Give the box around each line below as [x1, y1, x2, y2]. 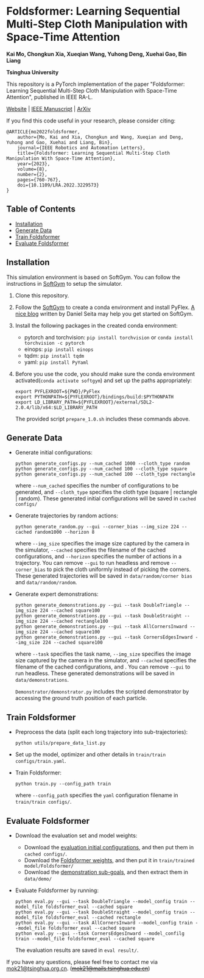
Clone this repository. [15, 291, 69, 299]
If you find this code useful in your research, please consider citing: [6, 117, 176, 124]
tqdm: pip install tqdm [24, 352, 84, 359]
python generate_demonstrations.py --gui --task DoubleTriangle [15, 602, 182, 609]
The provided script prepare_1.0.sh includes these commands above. [15, 415, 191, 422]
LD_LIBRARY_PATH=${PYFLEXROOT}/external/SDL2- [34, 399, 155, 405]
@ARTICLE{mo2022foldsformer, [6, 129, 80, 135]
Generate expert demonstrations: [15, 590, 99, 598]
